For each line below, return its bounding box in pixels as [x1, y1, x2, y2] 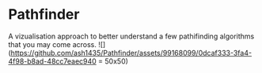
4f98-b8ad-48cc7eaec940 [8, 57, 97, 66]
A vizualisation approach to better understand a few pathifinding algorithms [8, 31, 255, 41]
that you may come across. [8, 39, 97, 49]
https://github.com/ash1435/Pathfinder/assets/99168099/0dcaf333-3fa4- [10, 48, 252, 57]
